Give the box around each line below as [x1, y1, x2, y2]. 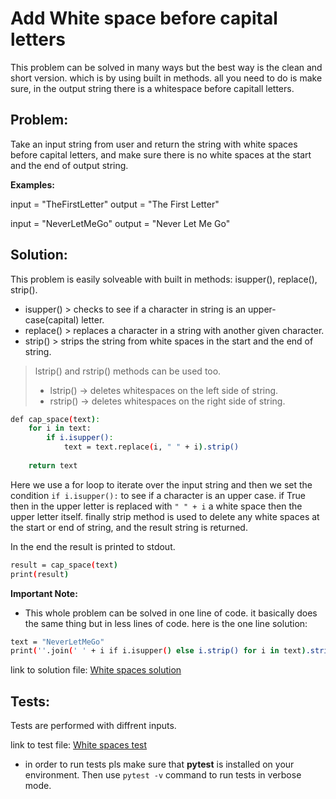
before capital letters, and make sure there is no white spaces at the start [10, 148, 312, 161]
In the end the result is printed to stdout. [10, 540, 176, 552]
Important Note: [10, 587, 78, 599]
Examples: [10, 178, 55, 191]
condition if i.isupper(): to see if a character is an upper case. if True [10, 489, 306, 501]
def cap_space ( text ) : [10, 414, 101, 424]
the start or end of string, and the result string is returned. [10, 521, 248, 533]
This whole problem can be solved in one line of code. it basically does [24, 607, 318, 619]
